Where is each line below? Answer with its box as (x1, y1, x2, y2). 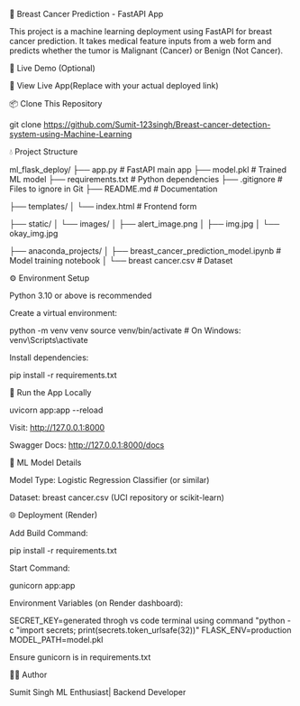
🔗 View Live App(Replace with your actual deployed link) (9, 80, 219, 90)
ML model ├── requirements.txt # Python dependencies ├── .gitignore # (9, 174, 283, 184)
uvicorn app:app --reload (9, 404, 104, 415)
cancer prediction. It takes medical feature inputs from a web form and (9, 36, 272, 46)
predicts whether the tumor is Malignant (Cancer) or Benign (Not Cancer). (9, 45, 284, 56)
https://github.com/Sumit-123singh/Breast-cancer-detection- (43, 119, 271, 130)
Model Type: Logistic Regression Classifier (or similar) (9, 475, 210, 485)
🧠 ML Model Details (9, 457, 82, 468)
